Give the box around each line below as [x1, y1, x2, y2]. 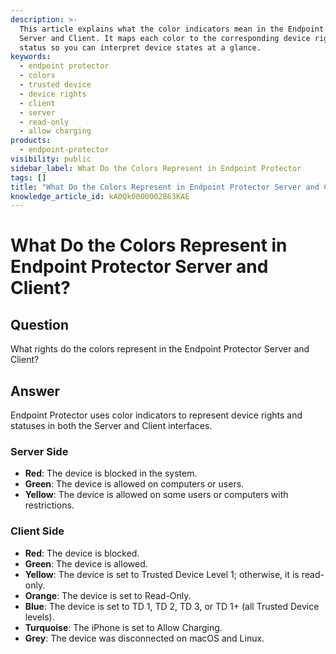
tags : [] [10, 172, 47, 183]
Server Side [10, 444, 69, 458]
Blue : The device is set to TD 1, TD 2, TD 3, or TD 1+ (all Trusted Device [24, 600, 320, 612]
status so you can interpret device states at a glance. [19, 42, 262, 53]
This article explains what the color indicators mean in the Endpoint [19, 24, 325, 34]
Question [10, 316, 69, 333]
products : [10, 136, 52, 146]
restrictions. [24, 499, 75, 511]
